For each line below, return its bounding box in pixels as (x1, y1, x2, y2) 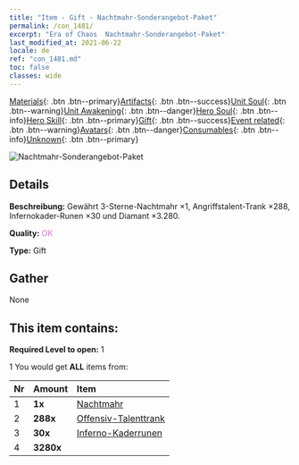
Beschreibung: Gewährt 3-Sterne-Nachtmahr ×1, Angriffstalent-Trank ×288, (9, 200, 290, 211)
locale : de (9, 46, 50, 55)
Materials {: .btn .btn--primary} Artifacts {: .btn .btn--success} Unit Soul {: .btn (9, 96, 287, 106)
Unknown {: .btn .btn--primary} (26, 133, 139, 144)
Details (9, 177, 49, 192)
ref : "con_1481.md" (9, 55, 82, 63)
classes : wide (9, 72, 62, 80)
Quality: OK (9, 227, 54, 238)
